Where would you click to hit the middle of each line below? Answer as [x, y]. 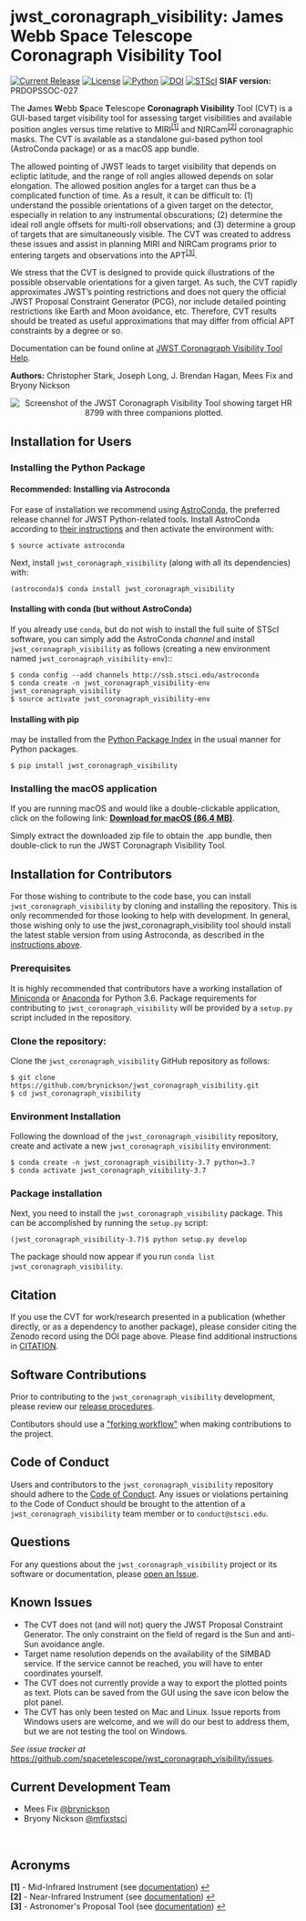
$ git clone [33, 1077]
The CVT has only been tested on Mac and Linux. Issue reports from [152, 1711]
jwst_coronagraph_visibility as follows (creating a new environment [141, 649]
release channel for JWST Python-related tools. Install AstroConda [135, 519]
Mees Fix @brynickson [66, 1809]
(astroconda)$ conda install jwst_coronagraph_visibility [122, 589]
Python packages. [44, 749]
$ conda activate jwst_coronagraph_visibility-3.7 [108, 1171]
